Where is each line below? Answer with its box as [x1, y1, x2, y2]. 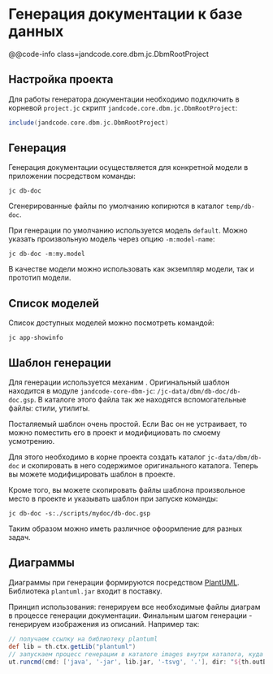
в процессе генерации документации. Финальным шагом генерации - [8, 611, 253, 620]
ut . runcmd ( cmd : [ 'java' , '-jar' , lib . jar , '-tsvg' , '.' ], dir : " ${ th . [8, 658, 253, 666]
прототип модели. [8, 273, 71, 283]
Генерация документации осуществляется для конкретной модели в [8, 163, 249, 172]
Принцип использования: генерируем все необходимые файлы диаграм [8, 602, 261, 611]
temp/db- [225, 202, 256, 211]
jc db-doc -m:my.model [8, 250, 85, 259]
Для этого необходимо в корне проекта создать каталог [8, 452, 206, 462]
